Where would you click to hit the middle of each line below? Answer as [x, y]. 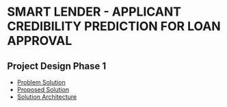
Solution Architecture [47, 97]
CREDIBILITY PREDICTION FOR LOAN [114, 26]
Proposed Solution [43, 90]
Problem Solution [41, 82]
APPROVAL [40, 41]
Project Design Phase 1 [57, 66]
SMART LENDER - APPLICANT [94, 12]
